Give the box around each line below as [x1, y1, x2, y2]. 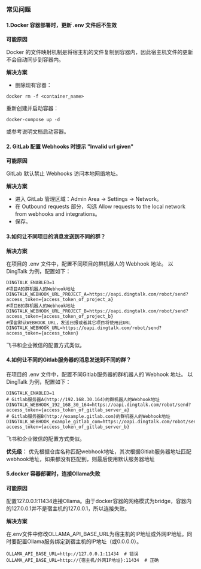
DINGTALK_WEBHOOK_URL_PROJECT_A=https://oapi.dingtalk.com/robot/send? [6, 291, 188, 297]
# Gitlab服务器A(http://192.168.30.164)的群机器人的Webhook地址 [6, 396, 160, 402]
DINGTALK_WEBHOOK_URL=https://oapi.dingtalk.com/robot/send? [6, 325, 162, 331]
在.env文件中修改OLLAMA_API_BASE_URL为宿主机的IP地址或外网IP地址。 [6, 530, 187, 537]
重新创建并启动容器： [6, 105, 59, 112]
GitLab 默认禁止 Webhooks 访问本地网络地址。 [6, 170, 121, 177]
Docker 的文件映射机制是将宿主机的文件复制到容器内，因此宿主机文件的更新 [6, 49, 193, 56]
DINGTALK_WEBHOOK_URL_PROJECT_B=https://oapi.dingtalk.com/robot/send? [6, 308, 188, 314]
